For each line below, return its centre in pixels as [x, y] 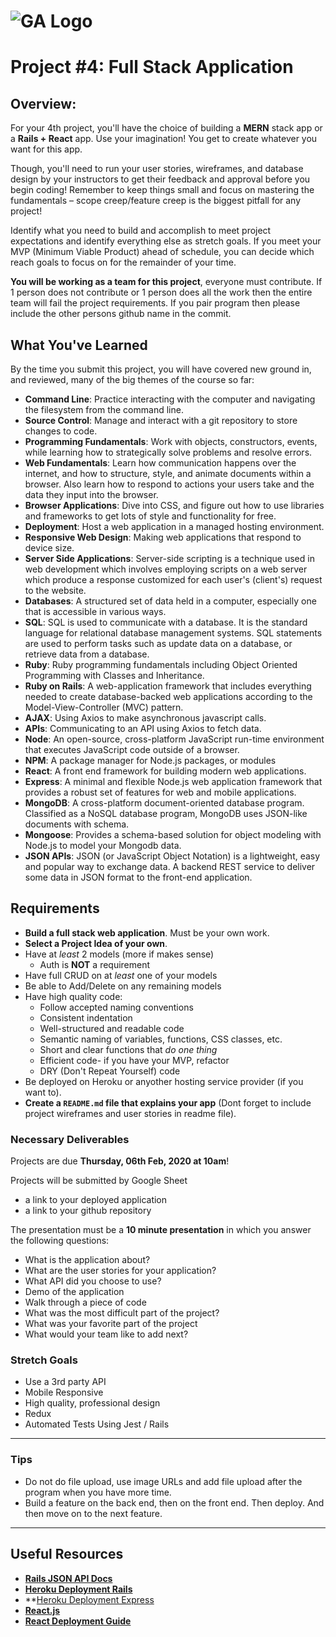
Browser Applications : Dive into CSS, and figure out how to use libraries [174, 505]
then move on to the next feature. [93, 1513]
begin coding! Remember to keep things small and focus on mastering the [162, 190]
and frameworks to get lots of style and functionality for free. [150, 516]
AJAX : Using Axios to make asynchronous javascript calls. [145, 718]
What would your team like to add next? [106, 1334]
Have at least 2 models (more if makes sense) [119, 954]
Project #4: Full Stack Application [152, 67]
